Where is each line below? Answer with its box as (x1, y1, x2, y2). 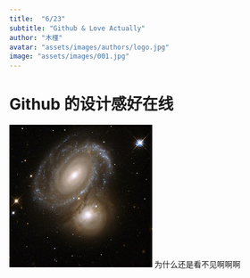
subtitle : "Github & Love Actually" (9, 23, 146, 33)
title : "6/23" (9, 14, 66, 23)
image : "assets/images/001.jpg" (9, 52, 129, 61)
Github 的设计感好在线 (9, 94, 174, 115)
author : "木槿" (9, 33, 63, 42)
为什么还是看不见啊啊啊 (154, 259, 241, 270)
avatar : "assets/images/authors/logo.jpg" (9, 43, 170, 52)
